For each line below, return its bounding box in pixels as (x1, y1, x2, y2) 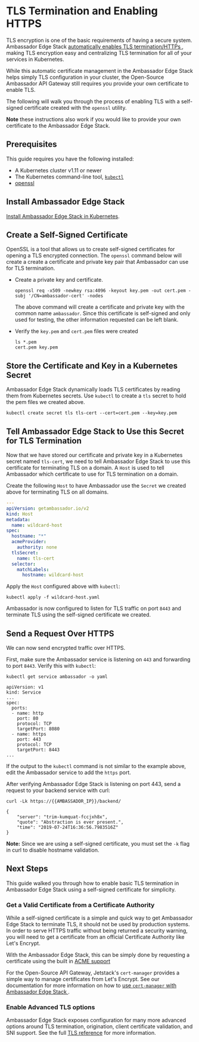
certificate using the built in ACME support (6, 958, 111, 965)
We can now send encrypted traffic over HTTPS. (6, 645, 126, 652)
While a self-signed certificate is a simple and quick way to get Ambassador (6, 914, 193, 921)
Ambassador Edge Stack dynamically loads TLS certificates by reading (6, 386, 181, 393)
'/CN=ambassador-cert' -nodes (28, 293, 104, 299)
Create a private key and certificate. (14, 276, 103, 283)
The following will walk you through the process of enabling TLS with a (6, 97, 180, 105)
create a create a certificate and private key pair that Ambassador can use (6, 258, 189, 266)
